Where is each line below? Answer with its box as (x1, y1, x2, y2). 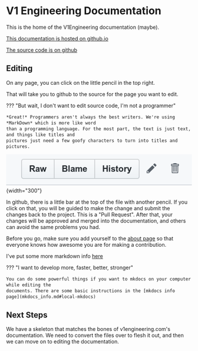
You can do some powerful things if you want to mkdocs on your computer (6, 276, 192, 282)
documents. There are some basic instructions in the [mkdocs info (6, 288, 176, 294)
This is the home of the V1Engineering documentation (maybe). (6, 24, 160, 31)
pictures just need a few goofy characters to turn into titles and (6, 137, 178, 144)
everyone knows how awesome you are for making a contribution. (6, 241, 167, 249)
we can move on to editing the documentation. (6, 338, 119, 345)
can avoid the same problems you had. (6, 224, 100, 231)
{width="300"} (6, 187, 42, 194)
